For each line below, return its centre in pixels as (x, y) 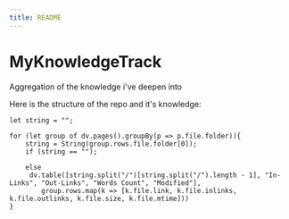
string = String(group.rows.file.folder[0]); (111, 144)
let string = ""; (41, 120)
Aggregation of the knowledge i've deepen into (96, 87)
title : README (36, 17)
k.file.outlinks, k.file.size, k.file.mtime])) (99, 198)
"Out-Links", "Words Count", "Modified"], (121, 183)
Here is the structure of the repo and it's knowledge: (106, 104)
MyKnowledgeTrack (86, 61)
